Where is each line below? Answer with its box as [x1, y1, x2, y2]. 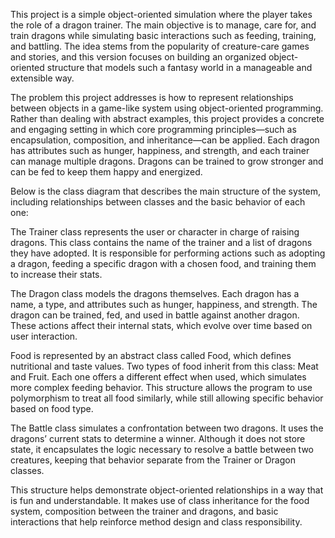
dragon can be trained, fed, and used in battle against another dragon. [10, 309, 300, 321]
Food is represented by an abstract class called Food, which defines [10, 350, 292, 361]
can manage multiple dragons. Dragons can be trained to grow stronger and [10, 155, 324, 167]
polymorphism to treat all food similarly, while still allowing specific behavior [10, 392, 324, 404]
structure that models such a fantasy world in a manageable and [46, 62, 313, 73]
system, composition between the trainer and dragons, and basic [10, 505, 279, 517]
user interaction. [10, 330, 78, 342]
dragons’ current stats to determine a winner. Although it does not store [10, 433, 306, 444]
